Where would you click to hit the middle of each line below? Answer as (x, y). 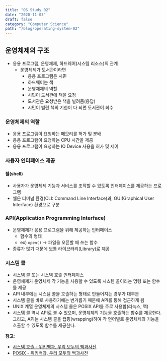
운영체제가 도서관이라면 (43, 70)
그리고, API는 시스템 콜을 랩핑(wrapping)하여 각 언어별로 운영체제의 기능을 (86, 319)
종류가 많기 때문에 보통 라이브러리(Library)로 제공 (61, 249)
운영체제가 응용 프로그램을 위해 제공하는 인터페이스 (62, 229)
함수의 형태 (31, 236)
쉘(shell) (14, 173)
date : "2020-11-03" (26, 15)
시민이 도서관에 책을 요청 (52, 95)
